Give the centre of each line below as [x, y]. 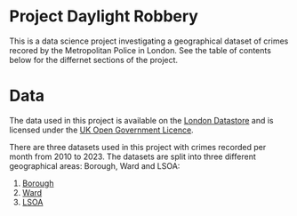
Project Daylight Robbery [104, 16]
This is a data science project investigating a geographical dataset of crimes [149, 41]
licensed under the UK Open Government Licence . [101, 130]
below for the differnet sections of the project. [94, 60]
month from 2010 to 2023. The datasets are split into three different [132, 156]
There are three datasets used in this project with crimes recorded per [138, 147]
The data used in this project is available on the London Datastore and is [141, 120]
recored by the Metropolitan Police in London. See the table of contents [140, 50]
